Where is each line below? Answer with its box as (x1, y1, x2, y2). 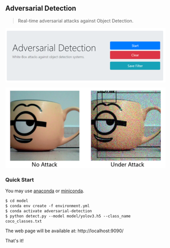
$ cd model (5, 198, 29, 204)
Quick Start (5, 176, 34, 184)
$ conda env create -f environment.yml (5, 204, 90, 209)
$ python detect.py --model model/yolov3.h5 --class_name (5, 214, 131, 219)
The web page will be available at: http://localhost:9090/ (5, 228, 124, 234)
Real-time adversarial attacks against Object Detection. (17, 17, 134, 24)
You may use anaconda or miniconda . (5, 188, 84, 194)
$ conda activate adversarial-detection (5, 209, 93, 214)
